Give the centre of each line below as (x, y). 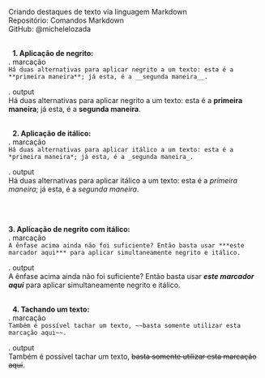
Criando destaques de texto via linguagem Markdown (98, 12)
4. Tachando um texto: (51, 309)
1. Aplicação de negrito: (53, 53)
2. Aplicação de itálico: (51, 133)
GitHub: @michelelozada (50, 29)
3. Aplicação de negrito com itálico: (70, 229)
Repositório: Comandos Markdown (66, 20)
